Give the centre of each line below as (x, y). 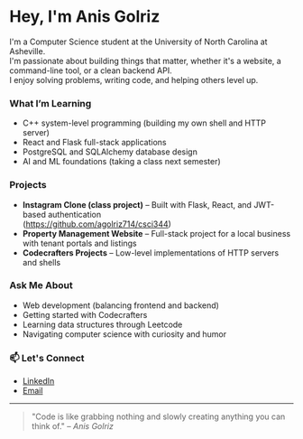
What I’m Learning (50, 103)
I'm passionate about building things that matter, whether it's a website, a (145, 61)
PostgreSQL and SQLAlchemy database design (110, 152)
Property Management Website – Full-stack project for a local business (156, 233)
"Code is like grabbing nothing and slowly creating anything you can (158, 416)
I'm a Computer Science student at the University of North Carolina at (138, 42)
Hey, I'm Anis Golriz (85, 17)
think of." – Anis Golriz (73, 426)
